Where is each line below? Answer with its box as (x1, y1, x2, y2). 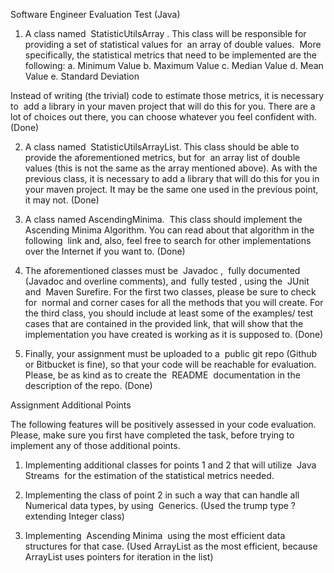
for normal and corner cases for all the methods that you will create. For (24, 297, 324, 308)
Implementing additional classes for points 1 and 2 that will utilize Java (24, 459, 317, 471)
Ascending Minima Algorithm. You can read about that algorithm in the (24, 224, 315, 236)
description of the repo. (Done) (24, 380, 153, 391)
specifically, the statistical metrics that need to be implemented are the (24, 49, 317, 61)
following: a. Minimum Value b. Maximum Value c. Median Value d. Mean (24, 60, 324, 71)
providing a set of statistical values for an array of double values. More (24, 39, 322, 50)
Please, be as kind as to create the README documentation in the (24, 369, 301, 381)
